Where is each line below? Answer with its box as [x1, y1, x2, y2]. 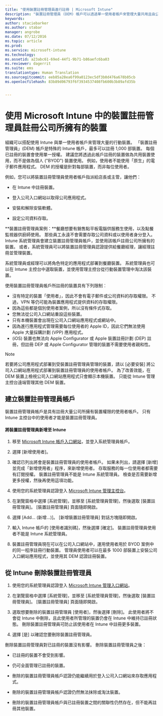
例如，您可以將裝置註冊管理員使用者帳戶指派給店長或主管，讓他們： [5, 174, 141, 180]
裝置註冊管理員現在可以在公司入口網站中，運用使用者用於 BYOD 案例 [12, 541, 150, 547]
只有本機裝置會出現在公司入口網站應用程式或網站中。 [12, 317, 119, 323]
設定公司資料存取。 [12, 215, 51, 221]
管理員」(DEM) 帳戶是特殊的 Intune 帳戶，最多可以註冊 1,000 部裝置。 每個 [5, 145, 155, 151]
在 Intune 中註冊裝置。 [12, 184, 57, 190]
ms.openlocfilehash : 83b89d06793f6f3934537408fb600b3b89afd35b [5, 79, 136, 84]
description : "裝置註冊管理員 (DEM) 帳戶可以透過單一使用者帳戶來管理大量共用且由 [5, 12, 156, 17]
